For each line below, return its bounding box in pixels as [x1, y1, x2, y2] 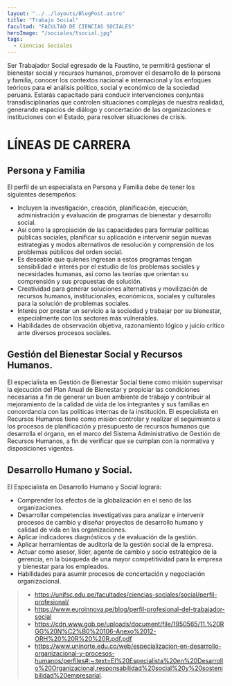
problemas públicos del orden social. [17, 248, 123, 256]
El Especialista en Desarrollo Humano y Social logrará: [7, 482, 161, 491]
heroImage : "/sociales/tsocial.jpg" [7, 29, 113, 37]
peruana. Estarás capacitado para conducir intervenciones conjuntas [7, 91, 204, 99]
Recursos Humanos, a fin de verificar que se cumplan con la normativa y [7, 437, 215, 445]
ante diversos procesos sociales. [17, 329, 111, 336]
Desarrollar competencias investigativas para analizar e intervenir [17, 510, 204, 519]
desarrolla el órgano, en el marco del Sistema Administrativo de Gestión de [7, 429, 220, 437]
